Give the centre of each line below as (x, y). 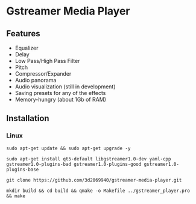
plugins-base (23, 169)
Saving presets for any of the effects (60, 93)
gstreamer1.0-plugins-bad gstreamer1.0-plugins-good (74, 164)
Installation (28, 118)
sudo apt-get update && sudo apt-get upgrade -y (68, 148)
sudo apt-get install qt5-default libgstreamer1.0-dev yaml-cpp (89, 159)
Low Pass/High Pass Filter (47, 61)
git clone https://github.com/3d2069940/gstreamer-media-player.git (94, 180)
